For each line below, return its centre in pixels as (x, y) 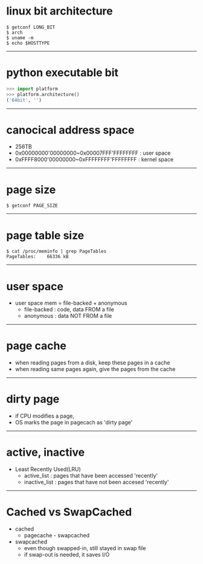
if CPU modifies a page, (44, 416)
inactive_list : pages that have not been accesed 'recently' (96, 482)
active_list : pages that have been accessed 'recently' (91, 476)
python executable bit (63, 73)
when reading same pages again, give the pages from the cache (95, 369)
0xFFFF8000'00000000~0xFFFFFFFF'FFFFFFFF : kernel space (94, 160)
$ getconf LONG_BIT (31, 27)
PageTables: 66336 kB (37, 257)
